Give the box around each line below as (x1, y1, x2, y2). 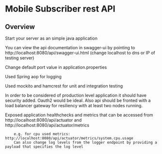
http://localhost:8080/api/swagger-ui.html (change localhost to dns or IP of (5, 50, 155, 56)
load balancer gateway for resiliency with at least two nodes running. (5, 103, 143, 108)
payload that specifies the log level (5, 144, 83, 149)
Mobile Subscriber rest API (5, 3, 115, 14)
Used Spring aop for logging (5, 74, 62, 79)
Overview (5, 23, 35, 31)
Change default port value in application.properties (5, 64, 107, 70)
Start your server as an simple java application (5, 35, 98, 41)
